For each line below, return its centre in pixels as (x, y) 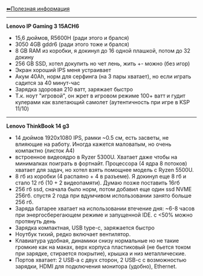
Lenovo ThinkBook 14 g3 (38, 126)
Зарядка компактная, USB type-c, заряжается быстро (85, 228)
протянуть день (35, 221)
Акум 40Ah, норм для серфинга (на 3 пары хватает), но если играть (103, 76)
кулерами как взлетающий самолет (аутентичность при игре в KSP (102, 102)
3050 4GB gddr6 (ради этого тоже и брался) (72, 44)
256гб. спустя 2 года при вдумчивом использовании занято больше (103, 195)
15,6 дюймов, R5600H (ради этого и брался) (72, 38)
